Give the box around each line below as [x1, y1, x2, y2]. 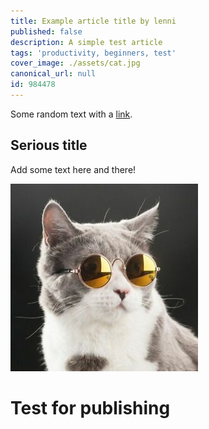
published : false [10, 26, 83, 37]
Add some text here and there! [10, 163, 137, 175]
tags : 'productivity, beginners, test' [10, 48, 177, 58]
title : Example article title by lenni [10, 16, 177, 26]
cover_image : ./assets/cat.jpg [10, 58, 141, 69]
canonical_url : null [10, 69, 97, 79]
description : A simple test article [10, 37, 163, 47]
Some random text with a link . [10, 108, 133, 120]
